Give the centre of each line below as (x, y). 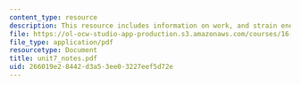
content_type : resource (54, 17)
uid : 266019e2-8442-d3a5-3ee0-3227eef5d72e (92, 67)
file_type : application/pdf (62, 42)
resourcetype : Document (54, 50)
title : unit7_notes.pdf (54, 58)
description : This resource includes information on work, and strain (143, 26)
